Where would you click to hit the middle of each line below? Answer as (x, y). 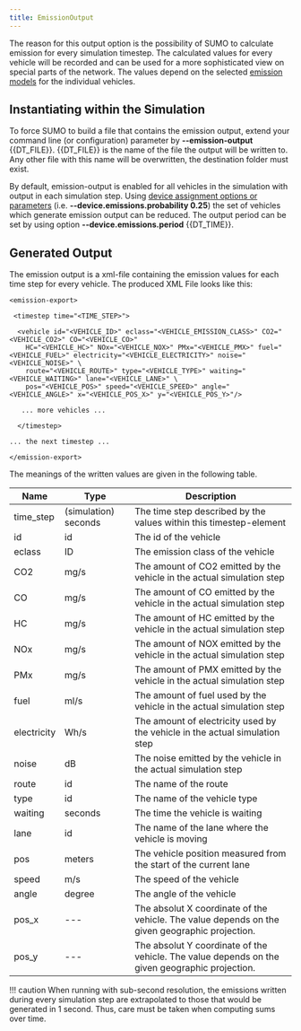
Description (211, 496)
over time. (28, 1018)
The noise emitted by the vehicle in (208, 758)
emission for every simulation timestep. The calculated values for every (141, 52)
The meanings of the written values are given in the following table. (133, 474)
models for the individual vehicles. (73, 81)
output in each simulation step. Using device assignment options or (133, 196)
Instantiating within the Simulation (107, 110)
